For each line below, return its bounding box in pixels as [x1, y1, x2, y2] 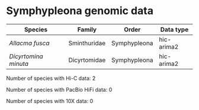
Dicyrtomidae [68, 56, 106, 64]
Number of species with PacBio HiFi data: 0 [6, 86, 113, 93]
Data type [160, 25, 189, 34]
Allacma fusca [9, 39, 50, 47]
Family [77, 25, 97, 34]
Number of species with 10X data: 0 [6, 97, 94, 104]
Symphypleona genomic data [6, 4, 154, 18]
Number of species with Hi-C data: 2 [6, 75, 96, 82]
